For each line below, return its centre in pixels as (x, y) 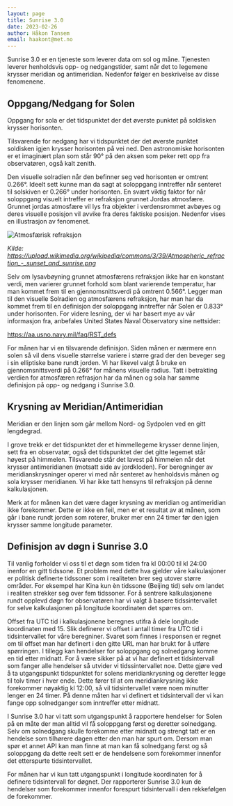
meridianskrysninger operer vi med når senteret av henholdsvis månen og (113, 474)
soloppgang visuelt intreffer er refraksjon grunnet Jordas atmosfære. (106, 199)
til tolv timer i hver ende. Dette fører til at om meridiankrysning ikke (103, 681)
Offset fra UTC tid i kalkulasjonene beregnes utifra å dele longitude (103, 621)
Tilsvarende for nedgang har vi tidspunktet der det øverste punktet (103, 141)
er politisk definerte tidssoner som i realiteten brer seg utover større (104, 578)
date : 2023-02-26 (32, 26)
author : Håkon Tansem (39, 33)
